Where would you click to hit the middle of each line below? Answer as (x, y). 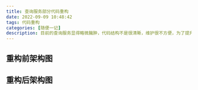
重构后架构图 (29, 80)
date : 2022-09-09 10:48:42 (39, 17)
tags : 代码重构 (23, 22)
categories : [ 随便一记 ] (33, 28)
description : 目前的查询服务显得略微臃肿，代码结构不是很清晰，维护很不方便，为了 (96, 33)
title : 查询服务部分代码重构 (37, 11)
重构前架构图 (29, 58)
